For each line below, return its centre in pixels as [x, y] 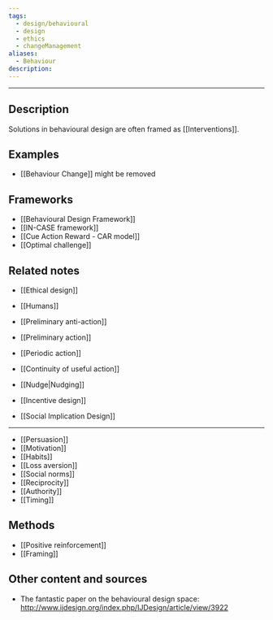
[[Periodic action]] [50, 353]
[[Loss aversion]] [49, 465]
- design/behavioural [52, 24]
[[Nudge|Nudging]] [52, 384]
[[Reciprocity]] [44, 483]
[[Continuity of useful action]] [70, 369]
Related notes [44, 270]
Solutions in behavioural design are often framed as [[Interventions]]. [124, 129]
